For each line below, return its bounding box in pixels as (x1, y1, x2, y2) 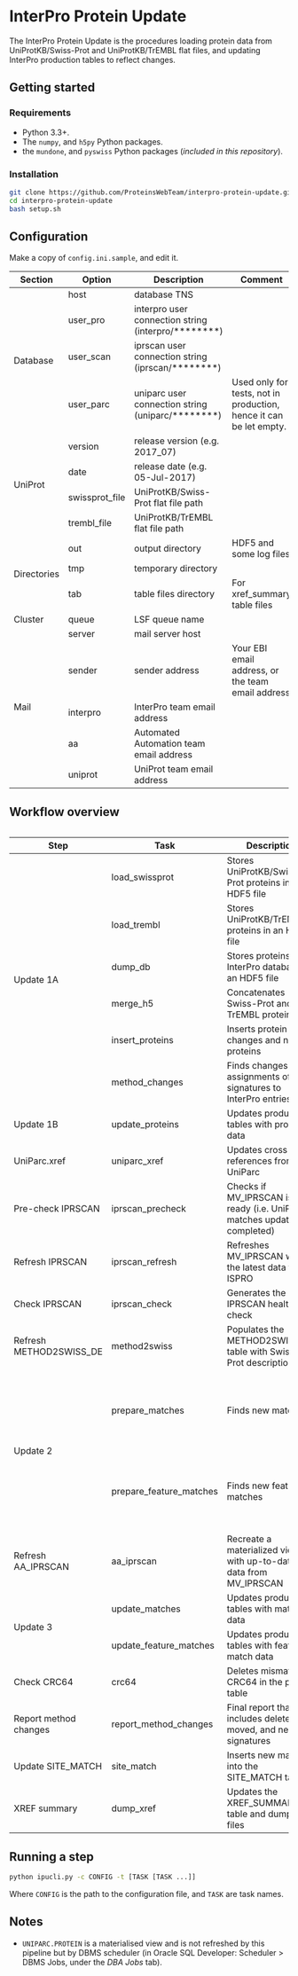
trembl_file (67, 517, 113, 529)
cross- (264, 1144, 294, 1157)
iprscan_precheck (111, 1203, 186, 1215)
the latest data (226, 1261, 286, 1274)
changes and (226, 1034, 281, 1047)
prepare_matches (111, 1404, 184, 1416)
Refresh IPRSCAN (13, 1256, 88, 1268)
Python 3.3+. (21, 127, 70, 137)
